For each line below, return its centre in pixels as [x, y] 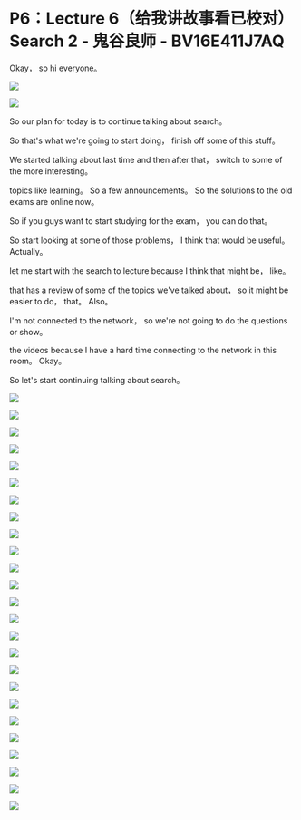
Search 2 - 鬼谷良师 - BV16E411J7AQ [147, 41]
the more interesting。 [51, 171]
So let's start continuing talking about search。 [97, 380]
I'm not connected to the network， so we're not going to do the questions [149, 320]
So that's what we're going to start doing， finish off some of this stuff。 [145, 140]
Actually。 [29, 251]
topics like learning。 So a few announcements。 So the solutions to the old [151, 190]
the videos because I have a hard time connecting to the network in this [143, 350]
